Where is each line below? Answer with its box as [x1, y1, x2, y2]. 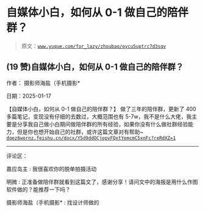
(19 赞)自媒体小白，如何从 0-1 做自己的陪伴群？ [6, 62, 184, 72]
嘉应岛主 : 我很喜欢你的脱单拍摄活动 [6, 165, 96, 172]
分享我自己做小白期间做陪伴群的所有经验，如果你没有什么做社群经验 [16, 120, 188, 128]
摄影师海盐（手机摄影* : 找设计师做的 [6, 199, 99, 206]
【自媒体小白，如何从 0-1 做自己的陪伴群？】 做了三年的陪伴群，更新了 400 [6, 105, 196, 112]
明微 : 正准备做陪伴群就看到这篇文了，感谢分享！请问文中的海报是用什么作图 [6, 178, 198, 185]
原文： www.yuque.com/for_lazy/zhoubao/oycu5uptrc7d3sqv [21, 42, 167, 49]
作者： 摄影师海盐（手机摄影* [6, 79, 81, 86]
